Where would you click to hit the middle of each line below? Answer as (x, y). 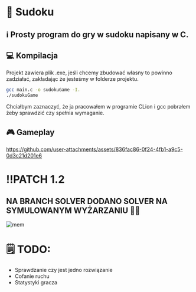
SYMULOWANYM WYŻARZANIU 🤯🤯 (73, 210)
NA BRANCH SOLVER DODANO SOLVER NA (87, 201)
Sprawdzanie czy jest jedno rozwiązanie (64, 270)
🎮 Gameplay (30, 132)
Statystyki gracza (36, 282)
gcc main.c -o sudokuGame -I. (43, 90)
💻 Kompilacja (32, 55)
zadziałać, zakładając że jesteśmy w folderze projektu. (72, 79)
